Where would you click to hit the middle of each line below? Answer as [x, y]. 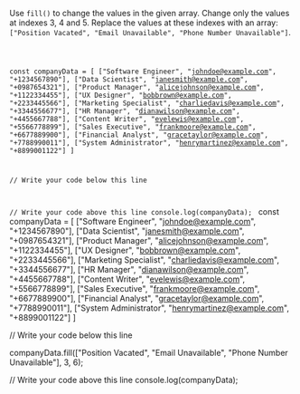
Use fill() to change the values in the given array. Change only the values [150, 13]
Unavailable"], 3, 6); [47, 362]
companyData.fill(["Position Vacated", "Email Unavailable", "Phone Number [149, 352]
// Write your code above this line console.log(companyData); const [145, 211]
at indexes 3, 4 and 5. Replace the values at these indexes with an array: [144, 23]
